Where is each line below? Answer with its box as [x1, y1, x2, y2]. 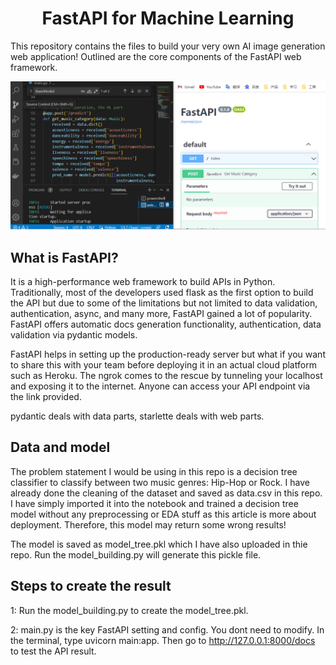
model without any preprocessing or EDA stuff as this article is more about [10, 508, 317, 520]
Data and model [10, 439, 111, 456]
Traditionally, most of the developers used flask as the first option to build [10, 286, 314, 298]
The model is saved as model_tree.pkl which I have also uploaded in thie [10, 538, 308, 550]
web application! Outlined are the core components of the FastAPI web [10, 50, 302, 62]
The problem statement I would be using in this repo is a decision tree [10, 465, 298, 477]
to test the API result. [10, 645, 97, 657]
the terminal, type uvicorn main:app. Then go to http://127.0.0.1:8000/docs [10, 634, 316, 646]
